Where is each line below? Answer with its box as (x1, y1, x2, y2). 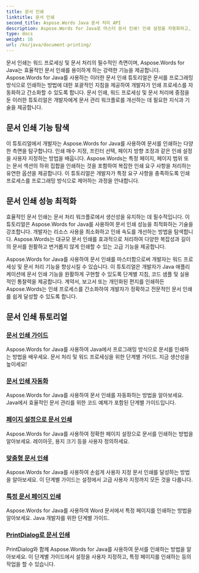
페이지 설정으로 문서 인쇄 (6, 415, 72, 423)
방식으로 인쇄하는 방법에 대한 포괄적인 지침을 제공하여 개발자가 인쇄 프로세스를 (6, 81, 187, 88)
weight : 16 (6, 36, 33, 42)
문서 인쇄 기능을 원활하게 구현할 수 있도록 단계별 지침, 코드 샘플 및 (26, 270, 179, 278)
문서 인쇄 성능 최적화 (6, 196, 77, 206)
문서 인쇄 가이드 (6, 331, 49, 340)
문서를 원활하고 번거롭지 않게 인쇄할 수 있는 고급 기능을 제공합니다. (12, 242, 166, 250)
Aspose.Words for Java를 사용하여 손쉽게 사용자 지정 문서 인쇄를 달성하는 (6, 469, 179, 476)
